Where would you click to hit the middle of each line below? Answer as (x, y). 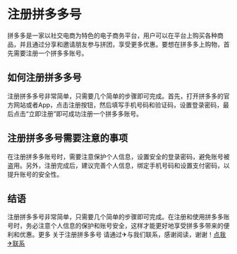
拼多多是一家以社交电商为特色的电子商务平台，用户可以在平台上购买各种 (112, 35)
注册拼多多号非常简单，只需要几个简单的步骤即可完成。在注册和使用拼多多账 (119, 217)
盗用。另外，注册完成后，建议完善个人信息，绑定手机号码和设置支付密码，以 (119, 165)
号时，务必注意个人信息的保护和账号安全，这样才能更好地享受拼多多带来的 (115, 226)
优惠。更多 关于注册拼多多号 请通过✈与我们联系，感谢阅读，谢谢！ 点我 (123, 235)
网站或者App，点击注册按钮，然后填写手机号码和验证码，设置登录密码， (118, 105)
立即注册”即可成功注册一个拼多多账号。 (86, 113)
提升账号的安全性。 (35, 174)
